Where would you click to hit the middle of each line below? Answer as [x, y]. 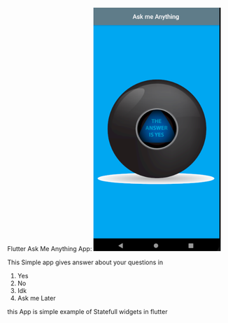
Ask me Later [36, 298]
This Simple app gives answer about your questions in [85, 262]
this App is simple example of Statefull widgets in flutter [87, 311]
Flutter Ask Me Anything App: [50, 249]
